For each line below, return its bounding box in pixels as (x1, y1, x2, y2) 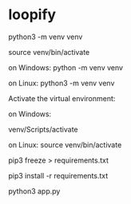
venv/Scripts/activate (8, 124, 78, 134)
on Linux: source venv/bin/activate (8, 139, 122, 149)
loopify (8, 6, 57, 24)
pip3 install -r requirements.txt (8, 171, 109, 180)
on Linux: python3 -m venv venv (8, 78, 115, 88)
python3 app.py (8, 186, 61, 196)
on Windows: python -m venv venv (8, 62, 124, 73)
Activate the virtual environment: (8, 93, 116, 103)
